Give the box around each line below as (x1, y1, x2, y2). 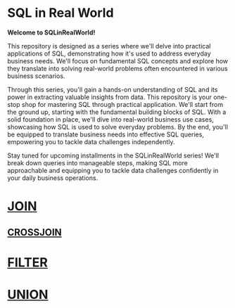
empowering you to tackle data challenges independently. (7, 137, 175, 146)
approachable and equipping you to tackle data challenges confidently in (7, 166, 219, 174)
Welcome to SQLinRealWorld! (7, 28, 96, 37)
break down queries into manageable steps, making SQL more (7, 158, 188, 167)
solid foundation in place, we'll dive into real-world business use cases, (7, 115, 215, 124)
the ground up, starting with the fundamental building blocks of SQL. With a (7, 108, 227, 116)
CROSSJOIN (7, 226, 62, 238)
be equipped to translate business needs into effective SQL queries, (7, 130, 204, 139)
